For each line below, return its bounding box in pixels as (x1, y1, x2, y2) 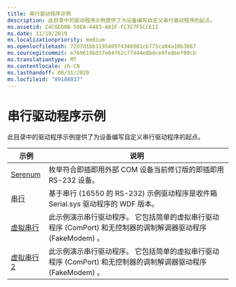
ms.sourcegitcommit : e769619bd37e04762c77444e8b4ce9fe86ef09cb (7, 50, 197, 57)
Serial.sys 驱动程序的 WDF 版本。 (48, 199, 159, 209)
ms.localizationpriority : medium (7, 37, 105, 44)
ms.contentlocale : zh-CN (7, 63, 80, 70)
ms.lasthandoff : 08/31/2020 (7, 69, 90, 76)
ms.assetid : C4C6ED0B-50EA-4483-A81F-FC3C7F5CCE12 (7, 23, 159, 30)
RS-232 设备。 (48, 175, 100, 185)
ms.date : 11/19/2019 (7, 30, 68, 37)
